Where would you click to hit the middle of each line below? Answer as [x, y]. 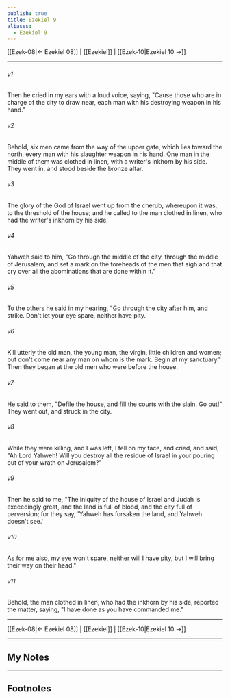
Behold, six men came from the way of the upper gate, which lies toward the [115, 147]
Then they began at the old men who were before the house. [92, 367]
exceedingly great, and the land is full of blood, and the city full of [100, 507]
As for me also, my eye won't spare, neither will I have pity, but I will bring [111, 558]
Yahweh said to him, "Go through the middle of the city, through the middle [113, 257]
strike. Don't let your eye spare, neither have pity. [76, 316]
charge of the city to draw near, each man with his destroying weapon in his [114, 103]
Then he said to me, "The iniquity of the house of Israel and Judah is [104, 500]
